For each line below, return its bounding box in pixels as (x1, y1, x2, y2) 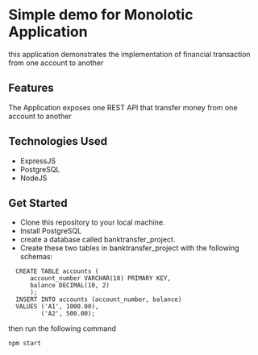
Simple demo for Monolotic (8, 6, 193, 24)
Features (8, 81, 54, 95)
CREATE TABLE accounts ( (15, 267, 99, 275)
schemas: (19, 252, 53, 262)
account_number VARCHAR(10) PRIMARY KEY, (29, 275, 172, 283)
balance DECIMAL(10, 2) (29, 282, 110, 290)
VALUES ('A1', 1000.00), (15, 303, 99, 311)
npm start (8, 340, 42, 348)
